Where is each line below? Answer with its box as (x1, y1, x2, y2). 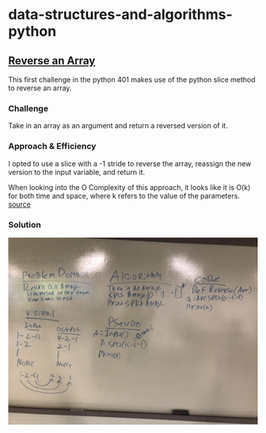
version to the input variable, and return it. (8, 167, 145, 177)
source (8, 199, 32, 209)
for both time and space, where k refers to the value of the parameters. (8, 191, 240, 200)
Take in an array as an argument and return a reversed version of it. (8, 121, 228, 131)
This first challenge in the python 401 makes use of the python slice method (8, 75, 256, 84)
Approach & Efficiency (8, 141, 97, 152)
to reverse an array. (8, 83, 72, 93)
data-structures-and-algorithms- (8, 6, 234, 24)
